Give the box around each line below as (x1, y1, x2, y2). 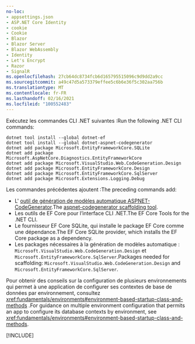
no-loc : (6, 8, 25, 15)
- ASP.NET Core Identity (6, 19, 67, 25)
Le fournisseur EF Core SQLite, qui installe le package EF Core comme (14, 222, 184, 229)
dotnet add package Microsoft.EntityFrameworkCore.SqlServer (6, 170, 158, 176)
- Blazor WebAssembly (6, 47, 59, 53)
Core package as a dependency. (14, 235, 93, 242)
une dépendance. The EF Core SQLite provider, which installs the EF (14, 228, 177, 235)
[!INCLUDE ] (6, 332, 34, 339)
